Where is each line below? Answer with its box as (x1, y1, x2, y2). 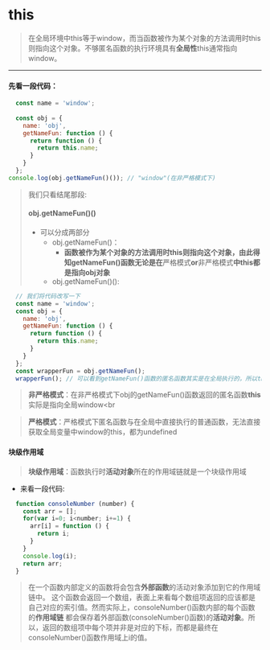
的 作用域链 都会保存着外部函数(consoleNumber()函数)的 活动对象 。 (27, 613, 249, 623)
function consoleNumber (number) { (15, 500, 135, 508)
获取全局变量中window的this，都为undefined (27, 427, 178, 437)
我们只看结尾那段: (27, 189, 87, 199)
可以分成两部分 (39, 227, 90, 237)
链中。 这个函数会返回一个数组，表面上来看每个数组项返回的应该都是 (27, 593, 256, 603)
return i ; (37, 529, 70, 538)
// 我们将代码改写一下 (15, 292, 80, 300)
